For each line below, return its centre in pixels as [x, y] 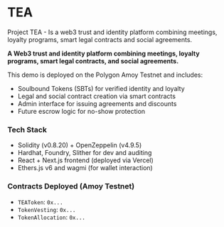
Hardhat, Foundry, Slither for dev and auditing [85, 153]
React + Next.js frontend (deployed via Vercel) [86, 160]
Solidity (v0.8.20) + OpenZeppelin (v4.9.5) [80, 145]
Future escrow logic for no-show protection [81, 111]
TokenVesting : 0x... [47, 209]
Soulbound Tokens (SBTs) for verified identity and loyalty [101, 88]
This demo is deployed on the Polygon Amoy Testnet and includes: [105, 75]
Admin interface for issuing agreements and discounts [97, 103]
